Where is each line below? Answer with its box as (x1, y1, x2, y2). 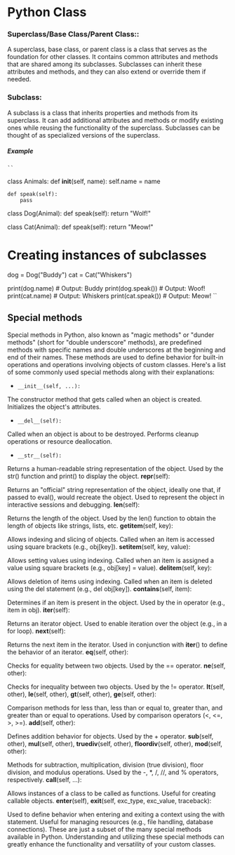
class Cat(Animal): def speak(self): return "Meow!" (7, 223, 154, 231)
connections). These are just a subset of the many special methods (7, 825, 202, 833)
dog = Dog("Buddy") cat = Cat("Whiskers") (7, 270, 133, 279)
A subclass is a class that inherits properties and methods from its (7, 108, 199, 117)
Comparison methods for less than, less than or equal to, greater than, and (7, 703, 223, 712)
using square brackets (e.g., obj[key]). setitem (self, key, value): (7, 542, 191, 551)
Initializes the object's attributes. (7, 402, 102, 411)
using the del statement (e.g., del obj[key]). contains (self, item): (7, 584, 192, 593)
